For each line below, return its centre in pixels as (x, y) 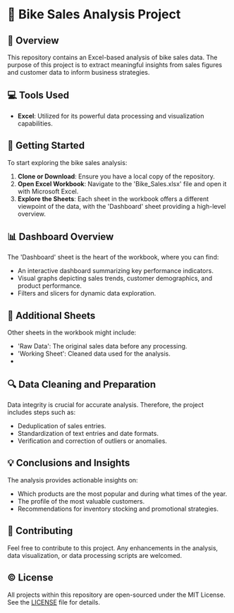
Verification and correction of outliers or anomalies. (92, 441)
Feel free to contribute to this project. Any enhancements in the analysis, (113, 548)
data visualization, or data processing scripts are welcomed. (94, 555)
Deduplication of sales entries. (62, 426)
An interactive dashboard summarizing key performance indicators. (115, 271)
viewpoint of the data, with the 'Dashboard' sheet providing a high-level (122, 206)
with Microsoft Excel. (48, 191)
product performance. (50, 286)
